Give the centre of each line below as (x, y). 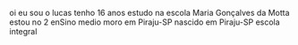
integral (23, 31)
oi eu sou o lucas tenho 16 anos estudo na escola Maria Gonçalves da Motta (149, 13)
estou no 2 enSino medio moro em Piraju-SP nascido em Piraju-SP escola (145, 22)
